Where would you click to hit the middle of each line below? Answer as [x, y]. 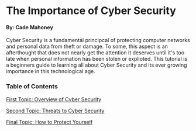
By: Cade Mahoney [30, 27]
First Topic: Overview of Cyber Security [54, 99]
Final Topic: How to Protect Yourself [49, 122]
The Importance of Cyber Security [91, 11]
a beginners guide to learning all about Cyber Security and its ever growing [97, 65]
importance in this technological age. [51, 71]
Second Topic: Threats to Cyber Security [55, 111]
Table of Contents [32, 87]
